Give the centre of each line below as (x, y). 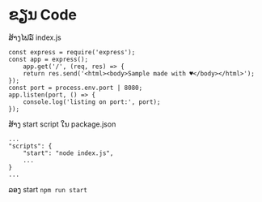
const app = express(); (49, 59)
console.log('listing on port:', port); (92, 102)
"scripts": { (30, 146)
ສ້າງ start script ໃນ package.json (62, 124)
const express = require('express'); (72, 52)
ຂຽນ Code (42, 15)
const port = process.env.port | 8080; (76, 88)
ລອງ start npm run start (48, 189)
